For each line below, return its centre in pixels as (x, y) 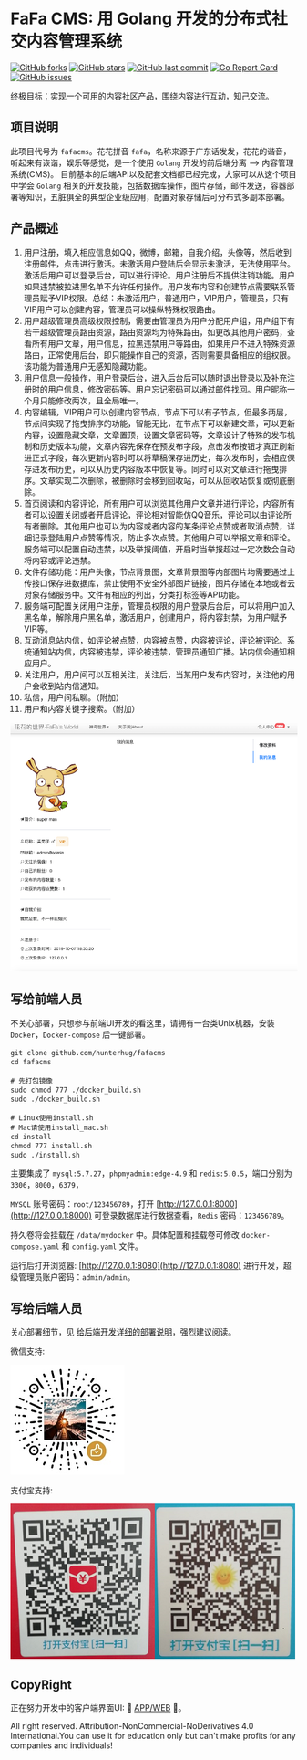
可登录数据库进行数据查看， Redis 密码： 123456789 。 (191, 1215)
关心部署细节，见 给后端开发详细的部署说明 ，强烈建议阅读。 (123, 1332)
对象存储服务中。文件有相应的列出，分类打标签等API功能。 (134, 594)
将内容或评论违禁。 (60, 560)
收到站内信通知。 (72, 686)
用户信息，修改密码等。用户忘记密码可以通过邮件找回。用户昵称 (168, 389)
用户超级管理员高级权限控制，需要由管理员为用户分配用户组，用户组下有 (159, 320)
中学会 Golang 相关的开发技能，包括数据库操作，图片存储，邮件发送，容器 (148, 185)
